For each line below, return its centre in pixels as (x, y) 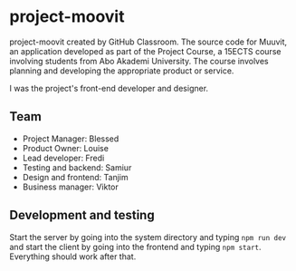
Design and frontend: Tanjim (75, 177)
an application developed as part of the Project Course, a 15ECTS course (145, 51)
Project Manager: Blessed (71, 139)
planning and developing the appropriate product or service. (122, 71)
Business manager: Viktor (71, 187)
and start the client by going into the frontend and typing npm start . (135, 247)
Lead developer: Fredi (63, 158)
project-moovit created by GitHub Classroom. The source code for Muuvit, (148, 42)
